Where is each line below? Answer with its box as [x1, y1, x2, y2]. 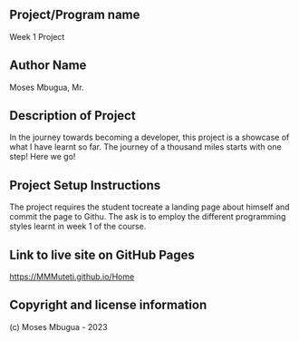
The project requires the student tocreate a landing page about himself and [9, 201, 290, 212]
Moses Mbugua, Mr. [9, 82, 84, 93]
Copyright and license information [9, 297, 207, 313]
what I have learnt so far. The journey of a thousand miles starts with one [9, 141, 283, 152]
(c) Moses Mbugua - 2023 [9, 321, 108, 332]
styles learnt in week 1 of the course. [9, 221, 147, 232]
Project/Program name [9, 7, 140, 23]
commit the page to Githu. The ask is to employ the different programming [9, 211, 286, 222]
